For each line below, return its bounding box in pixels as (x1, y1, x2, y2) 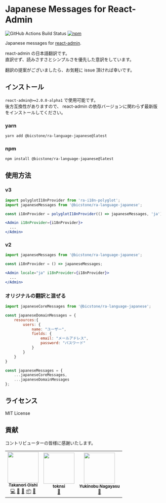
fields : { (31, 331, 52, 336)
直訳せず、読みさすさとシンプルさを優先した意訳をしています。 (5, 56, 134, 63)
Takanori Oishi (8, 482, 38, 488)
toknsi (52, 484, 66, 489)
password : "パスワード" (40, 341, 85, 346)
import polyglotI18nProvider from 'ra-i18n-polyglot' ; (5, 197, 121, 203)
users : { (23, 322, 41, 327)
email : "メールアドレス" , (40, 336, 89, 341)
